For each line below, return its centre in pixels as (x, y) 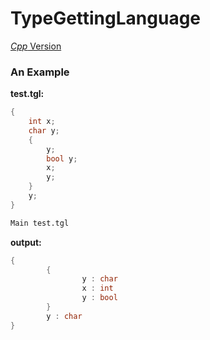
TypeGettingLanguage (106, 18)
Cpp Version (36, 46)
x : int (97, 288)
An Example (40, 72)
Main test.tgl (40, 223)
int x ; (42, 122)
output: (26, 242)
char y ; (44, 130)
